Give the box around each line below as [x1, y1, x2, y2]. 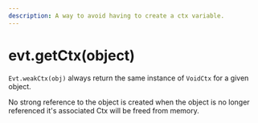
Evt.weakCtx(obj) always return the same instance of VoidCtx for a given [8, 73, 249, 83]
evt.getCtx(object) [8, 46, 135, 64]
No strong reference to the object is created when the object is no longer [8, 97, 251, 107]
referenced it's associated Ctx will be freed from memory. [8, 105, 199, 115]
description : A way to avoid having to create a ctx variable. [8, 11, 225, 20]
